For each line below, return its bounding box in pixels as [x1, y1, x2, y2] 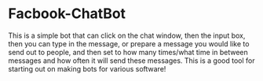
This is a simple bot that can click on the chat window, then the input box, [8, 31, 246, 40]
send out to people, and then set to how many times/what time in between [8, 47, 249, 57]
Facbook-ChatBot [8, 5, 126, 23]
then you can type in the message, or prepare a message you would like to [8, 39, 250, 48]
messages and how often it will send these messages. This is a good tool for [8, 56, 255, 65]
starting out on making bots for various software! [8, 64, 166, 73]
